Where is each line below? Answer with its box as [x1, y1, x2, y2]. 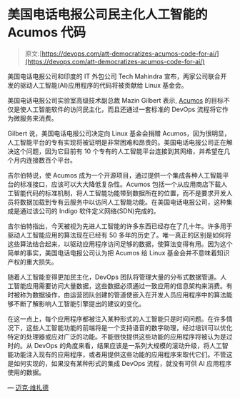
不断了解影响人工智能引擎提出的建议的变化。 [13, 299, 145, 307]
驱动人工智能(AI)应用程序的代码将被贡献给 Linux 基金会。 [19, 81, 188, 89]
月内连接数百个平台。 [13, 155, 76, 164]
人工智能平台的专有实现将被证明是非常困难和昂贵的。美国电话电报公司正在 [7, 138, 226, 146]
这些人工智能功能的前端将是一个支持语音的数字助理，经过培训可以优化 [26, 323, 233, 332]
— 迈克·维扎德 [7, 383, 49, 392]
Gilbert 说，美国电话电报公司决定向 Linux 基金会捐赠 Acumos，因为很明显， [7, 129, 231, 138]
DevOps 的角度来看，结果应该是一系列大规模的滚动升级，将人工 [34, 341, 223, 349]
